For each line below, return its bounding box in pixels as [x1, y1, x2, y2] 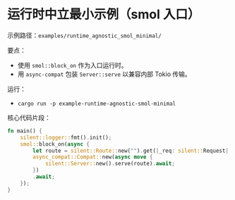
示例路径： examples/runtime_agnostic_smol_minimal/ [7, 31, 162, 39]
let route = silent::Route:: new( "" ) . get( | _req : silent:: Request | [32, 147, 229, 154]
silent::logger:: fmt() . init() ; [20, 134, 112, 141]
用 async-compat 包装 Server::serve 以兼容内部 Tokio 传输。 [17, 70, 192, 78]
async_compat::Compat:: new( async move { [32, 154, 153, 161]
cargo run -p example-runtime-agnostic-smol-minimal [17, 100, 176, 107]
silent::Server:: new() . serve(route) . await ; [44, 160, 175, 168]
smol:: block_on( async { [20, 140, 90, 148]
